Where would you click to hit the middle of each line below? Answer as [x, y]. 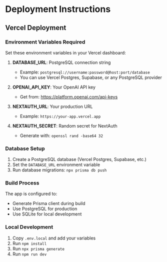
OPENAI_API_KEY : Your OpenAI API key [54, 87]
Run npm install [29, 243]
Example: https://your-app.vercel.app [60, 116]
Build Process [22, 183]
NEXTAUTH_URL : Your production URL [52, 106]
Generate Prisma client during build [49, 203]
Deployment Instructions [58, 9]
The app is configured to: [31, 194]
